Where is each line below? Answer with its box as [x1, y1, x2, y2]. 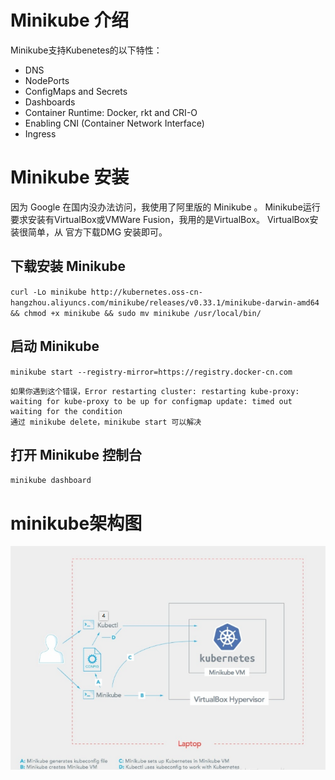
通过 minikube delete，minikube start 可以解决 [10, 417, 202, 427]
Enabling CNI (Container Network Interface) [24, 117, 205, 129]
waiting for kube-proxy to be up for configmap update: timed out [10, 396, 293, 406]
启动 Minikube [10, 338, 100, 355]
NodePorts [24, 74, 70, 86]
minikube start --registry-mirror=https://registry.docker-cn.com [10, 367, 293, 377]
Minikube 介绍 [10, 9, 130, 32]
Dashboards [24, 96, 76, 108]
